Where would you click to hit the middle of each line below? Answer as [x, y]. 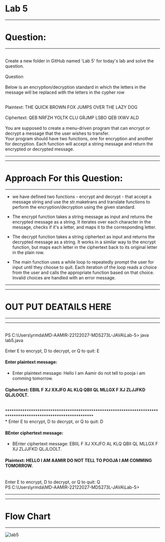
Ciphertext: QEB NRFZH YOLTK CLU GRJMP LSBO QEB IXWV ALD [72, 117]
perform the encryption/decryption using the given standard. [74, 207]
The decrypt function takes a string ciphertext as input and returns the [83, 236]
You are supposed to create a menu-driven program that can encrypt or [78, 128]
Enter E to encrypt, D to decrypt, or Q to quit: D [56, 422]
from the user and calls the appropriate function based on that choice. [83, 272]
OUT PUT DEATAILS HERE [58, 307]
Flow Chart [28, 516]
